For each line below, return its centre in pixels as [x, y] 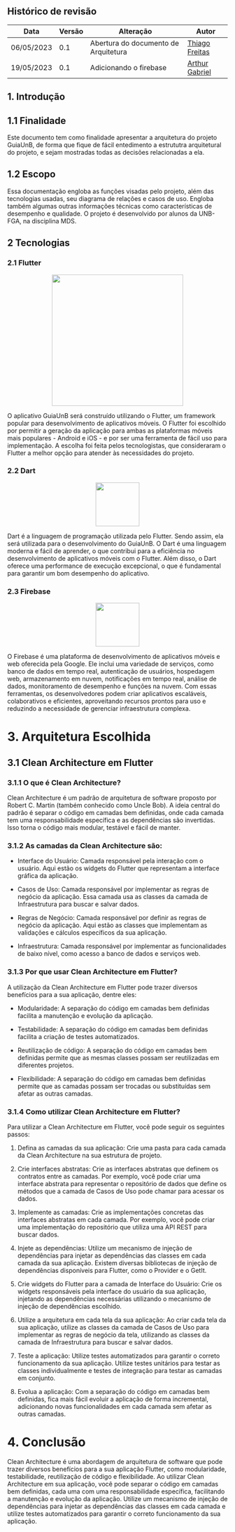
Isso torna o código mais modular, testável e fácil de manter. [94, 827]
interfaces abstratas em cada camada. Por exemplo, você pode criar [116, 1219]
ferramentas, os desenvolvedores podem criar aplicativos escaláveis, [107, 694]
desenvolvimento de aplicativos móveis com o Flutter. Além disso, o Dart [112, 558]
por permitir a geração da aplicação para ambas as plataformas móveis [110, 431]
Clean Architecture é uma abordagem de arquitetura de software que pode [115, 1461]
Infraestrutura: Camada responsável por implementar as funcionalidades [122, 946]
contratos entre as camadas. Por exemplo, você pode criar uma [109, 1176]
